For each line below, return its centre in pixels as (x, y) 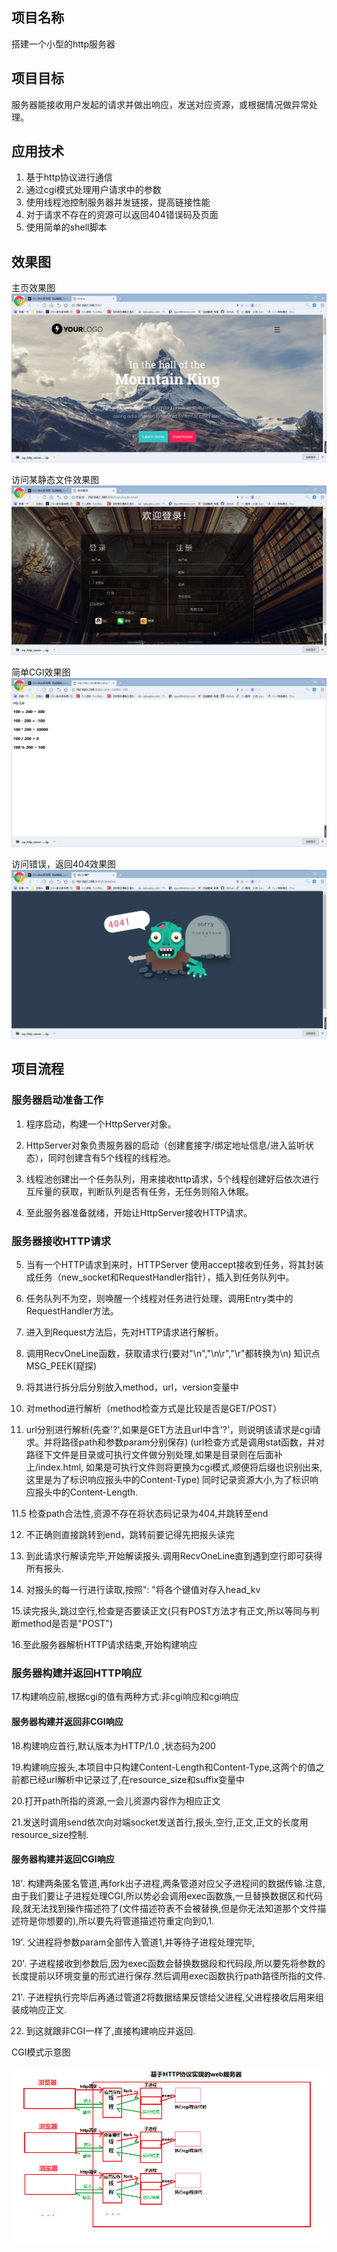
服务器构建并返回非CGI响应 (67, 1721)
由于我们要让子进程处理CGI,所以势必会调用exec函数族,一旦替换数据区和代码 (167, 1895)
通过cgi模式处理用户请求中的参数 (93, 190)
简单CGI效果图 (41, 672)
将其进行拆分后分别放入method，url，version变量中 (132, 1387)
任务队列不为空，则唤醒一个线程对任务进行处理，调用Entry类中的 (159, 1299)
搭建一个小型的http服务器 (63, 44)
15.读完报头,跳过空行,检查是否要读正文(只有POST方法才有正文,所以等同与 (161, 1611)
